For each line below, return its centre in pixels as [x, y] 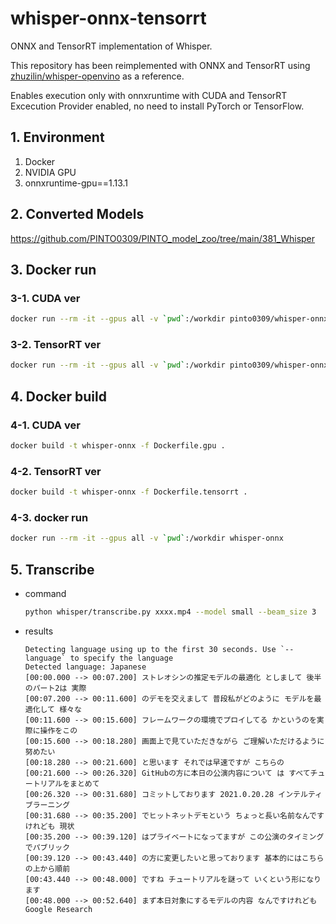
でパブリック [47, 847]
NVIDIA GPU [50, 172]
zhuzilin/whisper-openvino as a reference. [97, 76]
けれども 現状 [49, 826]
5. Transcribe [52, 569]
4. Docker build [58, 396]
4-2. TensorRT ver [56, 471]
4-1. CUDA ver [45, 425]
